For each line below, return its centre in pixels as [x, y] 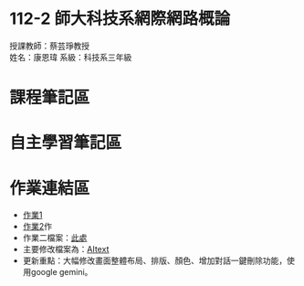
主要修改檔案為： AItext [66, 249]
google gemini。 [62, 272]
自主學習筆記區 [66, 143]
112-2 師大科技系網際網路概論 [120, 19]
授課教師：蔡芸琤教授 [49, 46]
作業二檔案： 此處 [55, 238]
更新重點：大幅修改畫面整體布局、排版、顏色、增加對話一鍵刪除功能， [155, 260]
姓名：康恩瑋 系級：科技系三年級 [71, 57]
